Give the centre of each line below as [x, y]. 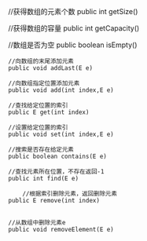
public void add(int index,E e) [61, 90]
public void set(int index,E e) [61, 134]
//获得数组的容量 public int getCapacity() [74, 28]
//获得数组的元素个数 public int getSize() [73, 11]
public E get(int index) [49, 112]
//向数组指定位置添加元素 [44, 83]
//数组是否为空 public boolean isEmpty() [73, 45]
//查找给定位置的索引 [38, 105]
